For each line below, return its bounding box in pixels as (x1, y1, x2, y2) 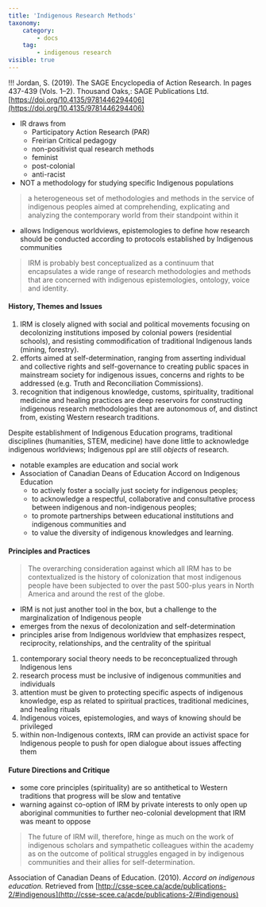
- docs (37, 33, 59, 42)
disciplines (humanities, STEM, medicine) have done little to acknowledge (8, 436, 249, 446)
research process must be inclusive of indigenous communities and (19, 670, 241, 681)
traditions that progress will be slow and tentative (19, 792, 181, 801)
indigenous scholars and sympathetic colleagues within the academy (27, 841, 254, 850)
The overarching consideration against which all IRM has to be (27, 564, 232, 573)
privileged (19, 721, 53, 731)
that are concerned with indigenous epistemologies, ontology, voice (27, 275, 250, 284)
